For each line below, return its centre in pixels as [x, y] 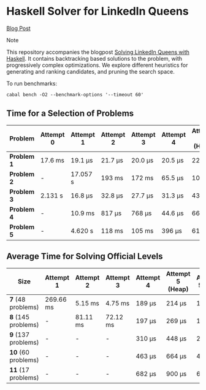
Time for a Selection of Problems [70, 114]
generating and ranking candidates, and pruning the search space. [90, 71]
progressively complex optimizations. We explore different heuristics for [97, 65]
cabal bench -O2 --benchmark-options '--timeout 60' [75, 94]
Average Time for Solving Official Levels [85, 257]
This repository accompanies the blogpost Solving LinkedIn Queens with [98, 52]
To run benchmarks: [32, 83]
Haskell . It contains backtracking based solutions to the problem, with [94, 58]
